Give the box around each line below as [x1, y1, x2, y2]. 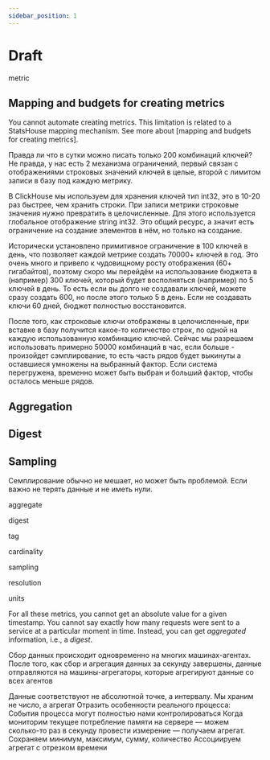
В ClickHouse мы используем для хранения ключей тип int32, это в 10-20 [8, 191, 261, 201]
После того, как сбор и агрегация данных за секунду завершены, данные [8, 659, 262, 668]
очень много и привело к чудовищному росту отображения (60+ [8, 258, 232, 268]
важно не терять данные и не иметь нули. [8, 484, 153, 494]
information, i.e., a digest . [8, 635, 93, 644]
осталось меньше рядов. [8, 376, 95, 386]
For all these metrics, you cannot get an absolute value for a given [8, 609, 227, 618]
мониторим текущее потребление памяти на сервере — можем [8, 717, 229, 726]
